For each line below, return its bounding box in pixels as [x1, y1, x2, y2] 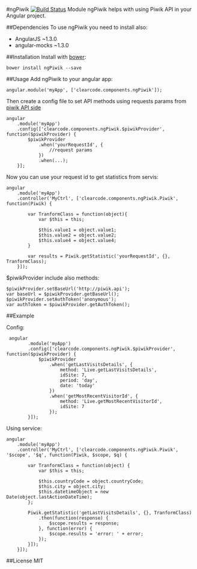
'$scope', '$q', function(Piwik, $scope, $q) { [6, 452, 128, 458]
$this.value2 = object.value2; [38, 232, 117, 238]
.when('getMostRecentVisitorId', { [49, 393, 138, 399]
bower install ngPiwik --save [6, 65, 82, 71]
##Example [6, 312, 35, 319]
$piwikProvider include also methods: [6, 274, 100, 281]
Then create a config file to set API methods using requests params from [6, 98, 187, 104]
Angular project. [6, 12, 46, 19]
